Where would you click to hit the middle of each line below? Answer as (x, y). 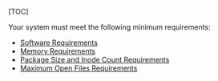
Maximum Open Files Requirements (79, 68)
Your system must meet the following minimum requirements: (109, 27)
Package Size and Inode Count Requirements (95, 60)
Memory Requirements (58, 51)
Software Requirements (59, 43)
